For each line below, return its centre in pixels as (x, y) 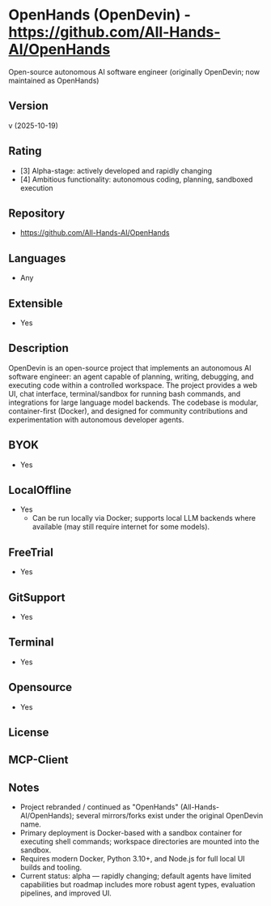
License (29, 733)
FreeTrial (31, 552)
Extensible (36, 303)
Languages (37, 258)
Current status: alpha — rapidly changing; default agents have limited (135, 876)
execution (37, 187)
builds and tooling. (51, 867)
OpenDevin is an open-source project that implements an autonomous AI (130, 367)
